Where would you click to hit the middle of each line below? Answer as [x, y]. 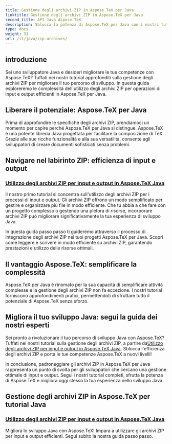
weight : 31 [17, 34]
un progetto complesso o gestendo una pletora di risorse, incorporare [79, 211]
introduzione [26, 60]
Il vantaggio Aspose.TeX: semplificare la [71, 264]
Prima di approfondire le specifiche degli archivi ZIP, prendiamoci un [77, 122]
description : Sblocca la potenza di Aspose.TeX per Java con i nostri [82, 24]
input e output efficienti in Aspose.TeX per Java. [56, 94]
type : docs [17, 29]
